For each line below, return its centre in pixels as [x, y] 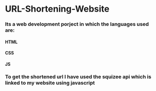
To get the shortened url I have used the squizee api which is [78, 76]
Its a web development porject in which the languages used [77, 24]
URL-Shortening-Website [57, 9]
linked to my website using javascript [50, 83]
